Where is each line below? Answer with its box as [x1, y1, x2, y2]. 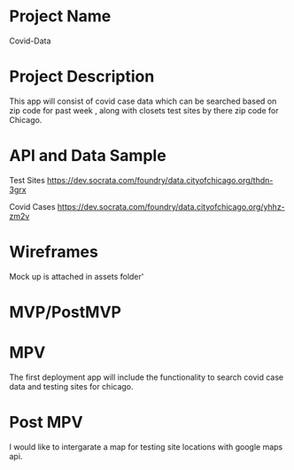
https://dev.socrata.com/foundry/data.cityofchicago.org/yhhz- [57, 201, 285, 212]
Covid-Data [9, 35, 51, 46]
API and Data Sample [9, 146, 166, 166]
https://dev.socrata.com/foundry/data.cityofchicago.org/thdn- [47, 174, 274, 185]
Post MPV [9, 412, 83, 433]
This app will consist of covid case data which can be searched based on [9, 96, 277, 106]
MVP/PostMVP [9, 302, 122, 322]
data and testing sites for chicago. [9, 381, 135, 391]
